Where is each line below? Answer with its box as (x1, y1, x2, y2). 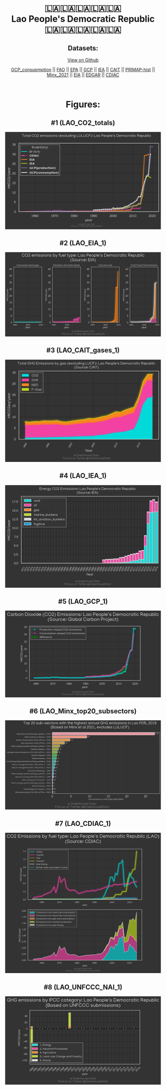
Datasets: (68, 44, 98, 52)
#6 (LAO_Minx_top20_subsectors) (29, 707, 137, 715)
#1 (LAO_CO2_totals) (51, 118, 115, 127)
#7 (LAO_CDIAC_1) (55, 819, 111, 828)
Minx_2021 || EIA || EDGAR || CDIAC (46, 72, 120, 78)
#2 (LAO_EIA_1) (59, 238, 107, 247)
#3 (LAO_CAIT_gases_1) (46, 346, 120, 354)
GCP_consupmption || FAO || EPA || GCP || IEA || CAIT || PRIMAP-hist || (11, 67, 155, 72)
